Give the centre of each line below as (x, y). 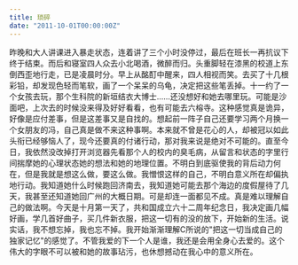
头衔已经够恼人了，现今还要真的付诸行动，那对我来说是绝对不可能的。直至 (145, 140)
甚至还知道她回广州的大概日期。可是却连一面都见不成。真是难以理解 (157, 196)
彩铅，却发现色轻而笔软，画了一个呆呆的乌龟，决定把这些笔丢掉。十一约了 (145, 85)
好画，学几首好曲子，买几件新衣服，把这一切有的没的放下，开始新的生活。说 (149, 218)
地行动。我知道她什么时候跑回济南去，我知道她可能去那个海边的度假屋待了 (145, 185)
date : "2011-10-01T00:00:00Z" (65, 26)
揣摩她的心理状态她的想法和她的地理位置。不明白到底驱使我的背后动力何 (149, 163)
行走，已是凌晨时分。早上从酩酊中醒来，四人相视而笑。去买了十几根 (164, 74)
